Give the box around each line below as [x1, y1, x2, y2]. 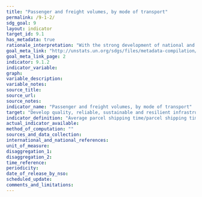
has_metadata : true [6, 37, 55, 43]
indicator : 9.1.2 [6, 59, 50, 65]
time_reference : [6, 160, 47, 166]
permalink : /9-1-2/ [6, 14, 55, 20]
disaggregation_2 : [6, 154, 52, 160]
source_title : [6, 87, 42, 93]
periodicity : [6, 165, 39, 171]
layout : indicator [6, 25, 52, 32]
